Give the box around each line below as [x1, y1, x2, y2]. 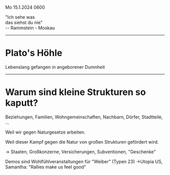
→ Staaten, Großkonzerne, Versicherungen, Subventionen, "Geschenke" [5, 149, 156, 155]
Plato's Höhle [5, 48, 62, 59]
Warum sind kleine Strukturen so [5, 86, 146, 98]
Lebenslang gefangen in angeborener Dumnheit [5, 64, 105, 70]
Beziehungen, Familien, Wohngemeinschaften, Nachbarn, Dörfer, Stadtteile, [5, 114, 163, 120]
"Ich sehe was [5, 14, 35, 20]
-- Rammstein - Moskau [5, 25, 55, 31]
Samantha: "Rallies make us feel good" [5, 164, 87, 170]
